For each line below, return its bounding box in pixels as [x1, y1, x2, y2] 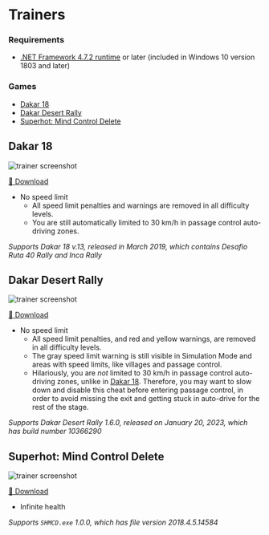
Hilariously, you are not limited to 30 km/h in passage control [31, 368, 234, 378]
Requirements [8, 34, 65, 46]
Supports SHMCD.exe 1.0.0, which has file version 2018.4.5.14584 [8, 517, 218, 527]
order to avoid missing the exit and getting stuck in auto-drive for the [31, 394, 260, 403]
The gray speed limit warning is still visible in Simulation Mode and [31, 351, 252, 361]
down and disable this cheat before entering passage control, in [31, 385, 243, 395]
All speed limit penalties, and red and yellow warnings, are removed [31, 334, 256, 344]
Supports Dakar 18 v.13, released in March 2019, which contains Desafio [8, 241, 248, 251]
